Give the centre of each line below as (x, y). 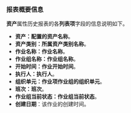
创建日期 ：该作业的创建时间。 (52, 104)
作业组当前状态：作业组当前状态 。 (57, 97)
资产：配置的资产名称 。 (44, 37)
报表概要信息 (25, 9)
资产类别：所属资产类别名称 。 (52, 44)
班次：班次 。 (31, 89)
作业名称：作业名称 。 (41, 52)
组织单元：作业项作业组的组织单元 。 (60, 82)
